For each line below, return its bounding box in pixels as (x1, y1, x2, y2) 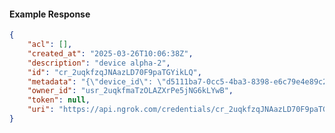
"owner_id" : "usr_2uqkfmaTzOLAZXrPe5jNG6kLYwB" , (27, 86, 234, 96)
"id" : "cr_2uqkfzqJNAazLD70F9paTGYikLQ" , (27, 67, 202, 77)
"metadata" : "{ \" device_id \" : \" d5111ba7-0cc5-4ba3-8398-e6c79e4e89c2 (27, 76, 328, 87)
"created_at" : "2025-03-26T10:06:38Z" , (27, 48, 194, 59)
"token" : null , (27, 95, 91, 105)
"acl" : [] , (27, 40, 73, 50)
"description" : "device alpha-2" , (27, 58, 171, 68)
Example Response (9, 8, 91, 20)
